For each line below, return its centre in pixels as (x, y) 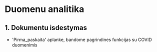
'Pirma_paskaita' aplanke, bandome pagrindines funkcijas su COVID (82, 39)
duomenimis (25, 45)
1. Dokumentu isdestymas (46, 28)
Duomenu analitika (44, 9)
